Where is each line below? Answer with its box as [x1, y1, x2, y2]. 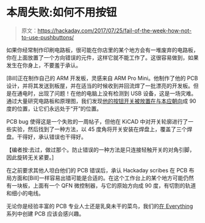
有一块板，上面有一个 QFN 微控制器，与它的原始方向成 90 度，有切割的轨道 [6, 182, 196, 189]
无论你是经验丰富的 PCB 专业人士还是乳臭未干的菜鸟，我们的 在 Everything [6, 202, 193, 210]
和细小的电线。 [6, 189, 44, 197]
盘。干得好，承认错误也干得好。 [6, 133, 87, 140]
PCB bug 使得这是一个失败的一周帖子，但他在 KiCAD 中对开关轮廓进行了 [6, 118, 189, 125]
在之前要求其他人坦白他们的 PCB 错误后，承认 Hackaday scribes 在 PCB [6, 166, 188, 174]
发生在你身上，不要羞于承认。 [6, 62, 81, 69]
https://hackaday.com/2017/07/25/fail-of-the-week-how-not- [37, 27, 192, 34]
